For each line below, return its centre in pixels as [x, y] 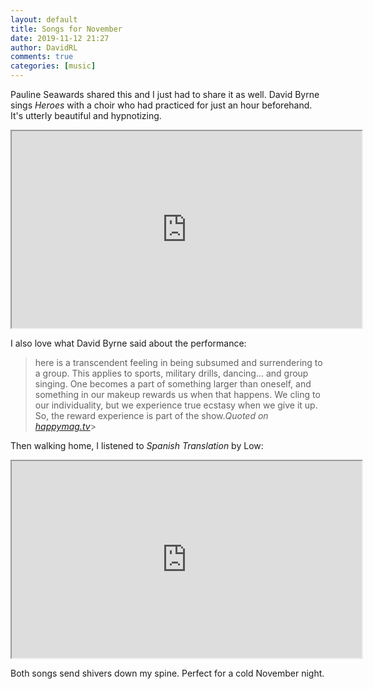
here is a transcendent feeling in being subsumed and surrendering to [178, 362]
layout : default [44, 19]
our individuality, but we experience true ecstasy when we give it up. [176, 405]
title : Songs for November [66, 29]
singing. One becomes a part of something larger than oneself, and [173, 384]
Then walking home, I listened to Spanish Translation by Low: [137, 445]
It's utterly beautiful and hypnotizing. [86, 115]
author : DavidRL [44, 47]
